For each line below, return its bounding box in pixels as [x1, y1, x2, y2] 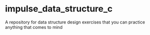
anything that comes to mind [5, 24, 63, 30]
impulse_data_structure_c [5, 3, 113, 14]
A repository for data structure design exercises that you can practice [5, 19, 145, 25]
